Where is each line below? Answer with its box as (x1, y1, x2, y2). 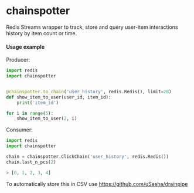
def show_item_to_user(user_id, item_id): (6, 94, 111, 100)
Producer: (6, 56, 30, 63)
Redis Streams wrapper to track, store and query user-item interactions (6, 23, 178, 31)
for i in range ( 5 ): (6, 110, 54, 116)
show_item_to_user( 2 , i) (16, 116, 77, 121)
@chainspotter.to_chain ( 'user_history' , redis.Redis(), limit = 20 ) (6, 89, 172, 94)
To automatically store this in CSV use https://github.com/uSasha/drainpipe (6, 180, 188, 187)
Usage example (6, 43, 45, 50)
